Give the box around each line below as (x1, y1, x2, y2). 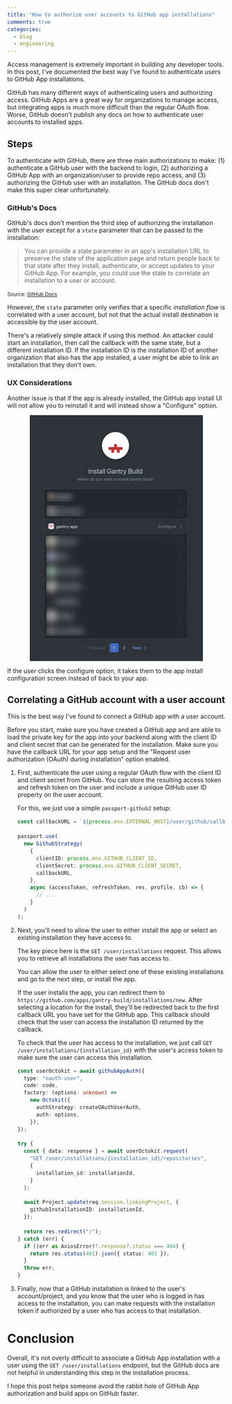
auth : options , (35, 1111, 80, 1118)
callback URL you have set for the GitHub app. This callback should (17, 1010, 210, 1018)
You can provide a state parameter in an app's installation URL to (24, 247, 209, 256)
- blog (13, 33, 33, 40)
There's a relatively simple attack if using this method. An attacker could (7, 331, 213, 339)
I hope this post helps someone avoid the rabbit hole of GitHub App (7, 1382, 199, 1390)
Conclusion (7, 1331, 75, 1347)
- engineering (13, 40, 54, 48)
